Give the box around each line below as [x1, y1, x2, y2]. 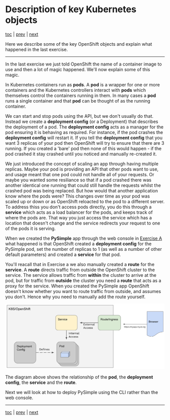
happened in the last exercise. [5, 46, 68, 52]
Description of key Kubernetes [5, 4, 137, 15]
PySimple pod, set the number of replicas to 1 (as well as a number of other [5, 246, 162, 252]
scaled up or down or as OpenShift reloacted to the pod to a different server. [5, 198, 165, 204]
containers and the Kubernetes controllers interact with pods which [5, 87, 146, 93]
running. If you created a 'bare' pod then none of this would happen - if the [5, 145, 162, 151]
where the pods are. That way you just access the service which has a [5, 214, 152, 220]
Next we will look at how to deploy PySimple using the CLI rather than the [5, 390, 158, 396]
